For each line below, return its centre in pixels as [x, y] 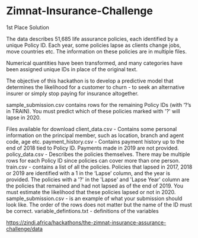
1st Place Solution [28, 27]
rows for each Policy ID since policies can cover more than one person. [93, 160]
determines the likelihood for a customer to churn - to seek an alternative [95, 87]
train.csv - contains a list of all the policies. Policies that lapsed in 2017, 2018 [99, 167]
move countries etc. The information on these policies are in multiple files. [96, 51]
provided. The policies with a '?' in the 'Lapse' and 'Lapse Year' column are [98, 179]
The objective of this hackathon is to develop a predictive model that [90, 81]
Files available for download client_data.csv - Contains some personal [92, 129]
